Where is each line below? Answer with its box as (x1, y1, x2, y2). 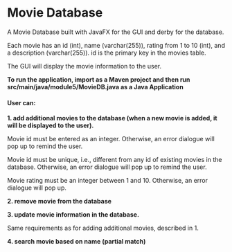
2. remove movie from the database (7, 197, 112, 206)
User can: (7, 98, 36, 107)
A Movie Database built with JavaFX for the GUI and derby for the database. (7, 28, 224, 36)
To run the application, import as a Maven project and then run (7, 75, 190, 84)
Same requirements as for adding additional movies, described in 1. (7, 224, 199, 233)
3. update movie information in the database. (7, 210, 140, 219)
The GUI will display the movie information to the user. (7, 62, 162, 70)
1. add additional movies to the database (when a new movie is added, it (7, 114, 217, 123)
